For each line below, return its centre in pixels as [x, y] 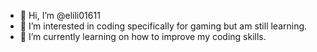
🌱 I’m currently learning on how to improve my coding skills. [143, 36]
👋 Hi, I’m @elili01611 [60, 15]
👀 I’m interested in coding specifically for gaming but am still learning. [163, 26]
